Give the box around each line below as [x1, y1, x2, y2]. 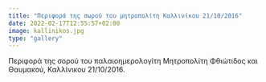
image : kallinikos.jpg [8, 27, 84, 35]
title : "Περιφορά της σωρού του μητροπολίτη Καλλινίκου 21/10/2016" [8, 11, 243, 20]
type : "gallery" [8, 34, 63, 43]
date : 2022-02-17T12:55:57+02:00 [8, 19, 121, 27]
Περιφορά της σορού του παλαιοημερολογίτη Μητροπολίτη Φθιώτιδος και [8, 56, 259, 66]
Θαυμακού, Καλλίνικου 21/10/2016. [8, 65, 125, 75]
